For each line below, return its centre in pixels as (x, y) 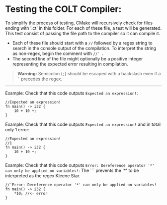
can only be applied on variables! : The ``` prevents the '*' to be (72, 170)
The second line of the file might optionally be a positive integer (78, 58)
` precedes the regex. (40, 79)
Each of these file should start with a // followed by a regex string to (82, 43)
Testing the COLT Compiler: (63, 9)
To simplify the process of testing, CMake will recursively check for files (79, 23)
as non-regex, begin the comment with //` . (58, 53)
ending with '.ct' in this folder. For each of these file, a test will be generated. (83, 28)
